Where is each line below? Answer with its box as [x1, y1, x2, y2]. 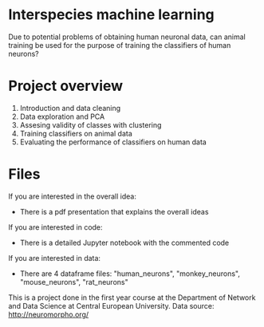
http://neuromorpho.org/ [8, 309, 89, 319]
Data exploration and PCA [19, 112, 105, 121]
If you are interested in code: [8, 222, 103, 232]
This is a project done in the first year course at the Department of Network [8, 293, 256, 302]
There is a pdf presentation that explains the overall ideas [19, 207, 209, 216]
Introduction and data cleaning [19, 103, 121, 112]
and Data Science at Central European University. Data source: [8, 301, 215, 310]
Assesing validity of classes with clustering [19, 120, 162, 129]
